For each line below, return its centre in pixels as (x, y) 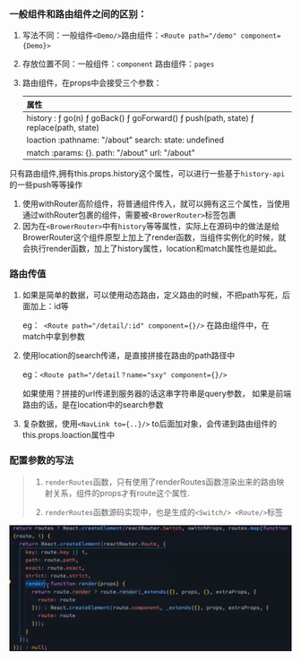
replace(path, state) (63, 128)
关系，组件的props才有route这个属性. (121, 493)
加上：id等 (49, 306)
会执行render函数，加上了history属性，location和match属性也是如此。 (152, 249)
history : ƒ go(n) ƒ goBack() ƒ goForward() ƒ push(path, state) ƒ (140, 118)
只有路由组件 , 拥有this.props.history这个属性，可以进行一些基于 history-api (147, 174)
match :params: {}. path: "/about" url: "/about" (111, 152)
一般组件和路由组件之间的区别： (78, 13)
